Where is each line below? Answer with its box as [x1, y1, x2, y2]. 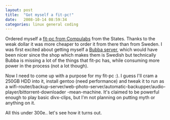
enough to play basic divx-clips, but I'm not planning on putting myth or [5, 94, 155, 101]
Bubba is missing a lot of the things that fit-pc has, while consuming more [5, 57, 160, 64]
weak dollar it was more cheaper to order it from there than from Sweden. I [5, 41, 162, 47]
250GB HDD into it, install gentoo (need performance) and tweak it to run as [5, 78, 164, 84]
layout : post [5, 7, 33, 13]
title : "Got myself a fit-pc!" [5, 12, 74, 17]
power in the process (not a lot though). [5, 63, 89, 69]
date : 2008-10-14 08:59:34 [5, 17, 67, 22]
